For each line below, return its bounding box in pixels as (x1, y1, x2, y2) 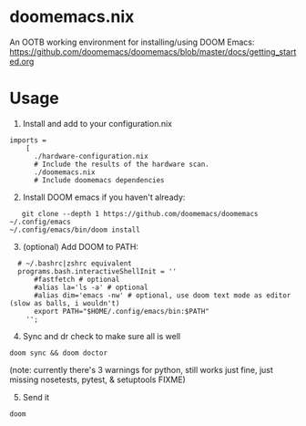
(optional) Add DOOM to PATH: (22, 241, 139, 252)
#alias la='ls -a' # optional (33, 283, 148, 292)
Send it (22, 391, 50, 402)
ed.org (9, 56, 35, 67)
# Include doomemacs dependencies (33, 175, 166, 184)
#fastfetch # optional (33, 275, 120, 284)
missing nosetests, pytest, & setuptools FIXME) (9, 374, 187, 385)
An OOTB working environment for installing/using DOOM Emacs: (9, 36, 255, 47)
